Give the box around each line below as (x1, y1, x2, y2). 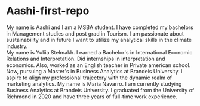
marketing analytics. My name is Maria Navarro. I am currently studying (6, 80, 182, 87)
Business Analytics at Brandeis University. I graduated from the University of (6, 86, 195, 94)
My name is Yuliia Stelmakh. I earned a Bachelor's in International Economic (6, 49, 193, 56)
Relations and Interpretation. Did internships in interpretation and (6, 55, 165, 62)
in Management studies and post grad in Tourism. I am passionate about (6, 30, 184, 37)
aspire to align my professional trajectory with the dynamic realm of (6, 74, 172, 81)
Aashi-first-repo (6, 4, 90, 18)
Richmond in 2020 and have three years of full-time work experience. (6, 93, 178, 100)
